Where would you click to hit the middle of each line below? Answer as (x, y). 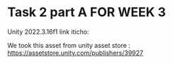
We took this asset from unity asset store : (69, 45)
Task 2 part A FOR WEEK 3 (87, 12)
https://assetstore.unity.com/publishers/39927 (76, 53)
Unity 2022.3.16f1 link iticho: (48, 32)
